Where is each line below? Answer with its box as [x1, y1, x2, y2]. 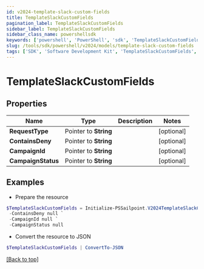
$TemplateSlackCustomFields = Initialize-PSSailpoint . [6, 205, 148, 211]
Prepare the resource [15, 193, 69, 200]
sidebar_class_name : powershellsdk [6, 32, 97, 38]
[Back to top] [6, 256, 39, 263]
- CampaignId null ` [8, 216, 59, 222]
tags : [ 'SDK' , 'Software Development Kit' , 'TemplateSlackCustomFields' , [6, 49, 197, 55]
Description [118, 117, 153, 125]
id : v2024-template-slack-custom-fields [6, 9, 110, 15]
